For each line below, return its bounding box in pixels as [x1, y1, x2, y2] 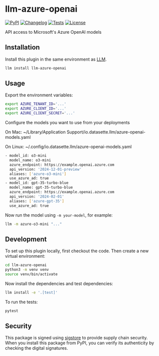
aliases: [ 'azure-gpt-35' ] [9, 199, 64, 203]
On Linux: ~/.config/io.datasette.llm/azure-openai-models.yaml [5, 144, 132, 150]
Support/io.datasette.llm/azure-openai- [66, 129, 146, 135]
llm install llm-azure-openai [5, 66, 67, 70]
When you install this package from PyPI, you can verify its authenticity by [5, 340, 155, 346]
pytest [5, 308, 19, 313]
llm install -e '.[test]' [5, 290, 58, 295]
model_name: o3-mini [9, 157, 51, 162]
